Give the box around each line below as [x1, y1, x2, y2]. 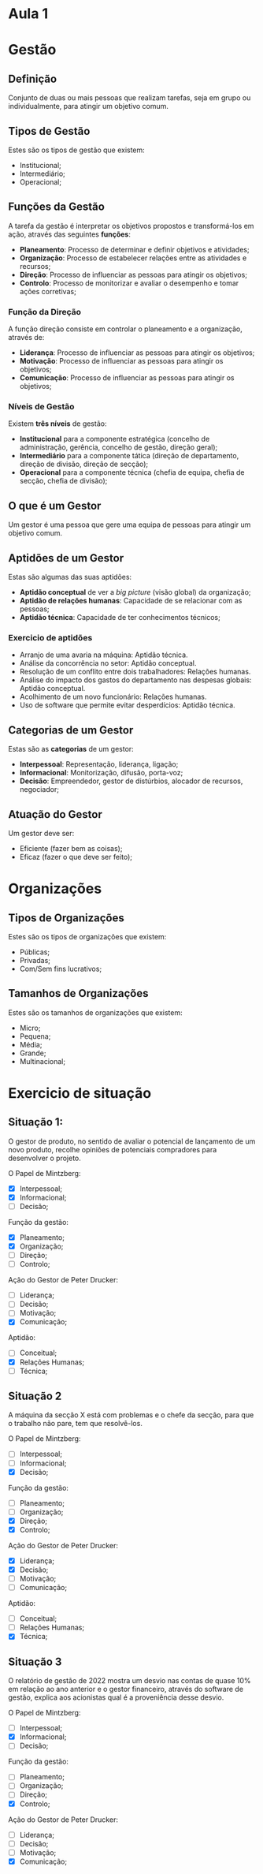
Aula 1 [8, 5, 49, 23]
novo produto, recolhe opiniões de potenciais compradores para [8, 1144, 217, 1154]
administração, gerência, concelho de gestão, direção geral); [19, 442, 218, 452]
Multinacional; [19, 1056, 65, 1066]
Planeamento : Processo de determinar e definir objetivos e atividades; [19, 245, 250, 254]
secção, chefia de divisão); [19, 476, 108, 486]
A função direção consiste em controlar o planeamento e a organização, [8, 324, 243, 334]
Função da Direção [8, 306, 81, 317]
